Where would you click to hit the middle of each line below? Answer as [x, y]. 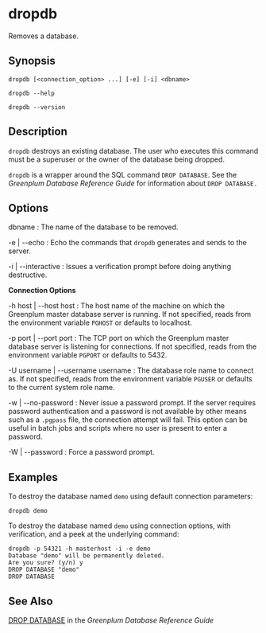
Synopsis [32, 61]
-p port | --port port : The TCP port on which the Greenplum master [119, 338]
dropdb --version [37, 107]
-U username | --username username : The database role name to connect [131, 370]
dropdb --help [32, 93]
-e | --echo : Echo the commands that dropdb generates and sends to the [128, 243]
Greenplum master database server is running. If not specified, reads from [130, 315]
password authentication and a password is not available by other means [128, 412]
